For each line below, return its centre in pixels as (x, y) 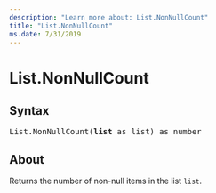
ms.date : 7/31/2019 (45, 34)
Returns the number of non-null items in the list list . (106, 181)
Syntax (29, 111)
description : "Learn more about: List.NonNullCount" (109, 17)
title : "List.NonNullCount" (61, 26)
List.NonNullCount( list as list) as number (105, 132)
